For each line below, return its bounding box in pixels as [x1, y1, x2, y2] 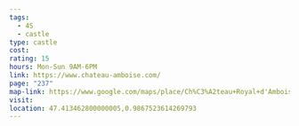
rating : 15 [9, 54, 50, 63]
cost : [9, 46, 29, 55]
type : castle [9, 37, 58, 47]
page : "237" [9, 79, 53, 88]
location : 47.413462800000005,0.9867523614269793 [9, 104, 198, 113]
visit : [9, 95, 34, 105]
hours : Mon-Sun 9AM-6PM [9, 63, 98, 72]
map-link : [9, 87, 46, 96]
